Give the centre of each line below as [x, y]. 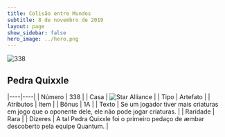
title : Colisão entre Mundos [49, 13]
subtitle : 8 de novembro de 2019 [55, 20]
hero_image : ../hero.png [43, 39]
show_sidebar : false [37, 33]
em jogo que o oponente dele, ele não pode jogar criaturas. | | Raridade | [111, 112]
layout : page [26, 26]
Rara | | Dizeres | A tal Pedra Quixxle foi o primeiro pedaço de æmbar [106, 118]
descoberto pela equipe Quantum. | [58, 126]
